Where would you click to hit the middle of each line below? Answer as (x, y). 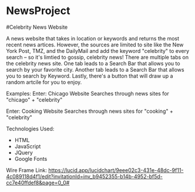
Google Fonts (31, 159)
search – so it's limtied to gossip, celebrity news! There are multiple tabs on (97, 57)
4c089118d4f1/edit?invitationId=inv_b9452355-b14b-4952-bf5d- (84, 176)
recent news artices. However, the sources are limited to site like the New (95, 45)
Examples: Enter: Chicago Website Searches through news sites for (88, 93)
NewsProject (38, 11)
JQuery (24, 152)
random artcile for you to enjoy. (44, 82)
